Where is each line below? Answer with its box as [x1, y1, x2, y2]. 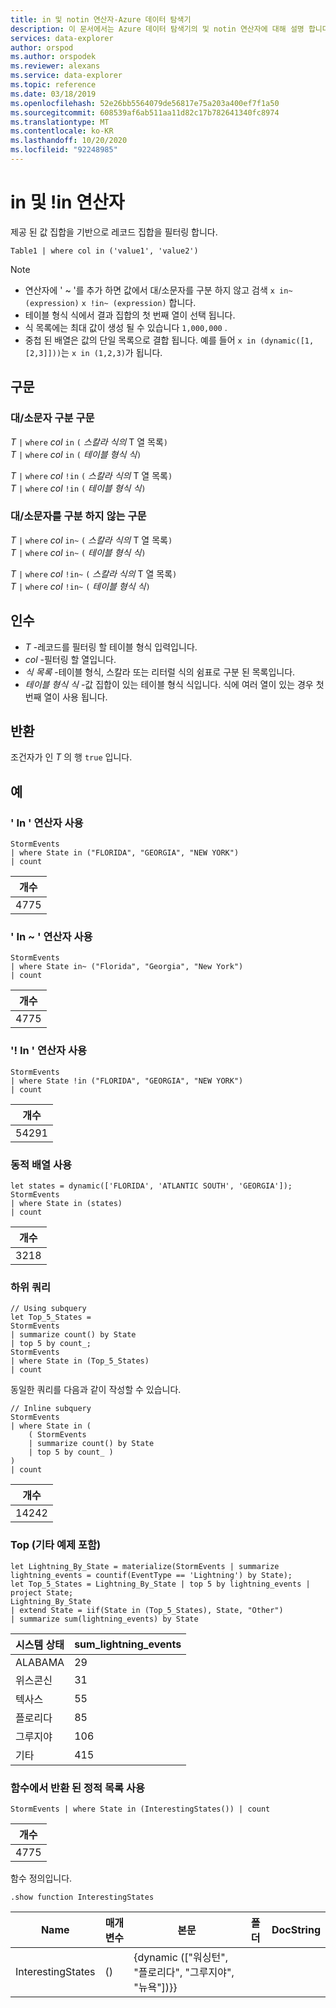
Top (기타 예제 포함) [10, 1538, 102, 1552]
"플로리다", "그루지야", [133, 1965, 235, 1979]
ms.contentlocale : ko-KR [10, 126, 114, 136]
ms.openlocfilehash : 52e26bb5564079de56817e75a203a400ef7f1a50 [10, 98, 280, 108]
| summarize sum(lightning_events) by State [10, 1614, 199, 1624]
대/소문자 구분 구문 [10, 411, 95, 425]
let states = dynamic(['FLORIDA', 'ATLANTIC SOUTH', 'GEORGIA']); [10, 1181, 293, 1191]
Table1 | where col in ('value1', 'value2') [10, 246, 199, 256]
